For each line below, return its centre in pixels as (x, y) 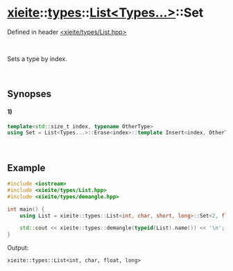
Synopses (29, 94)
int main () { (26, 209)
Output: (18, 248)
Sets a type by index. (37, 59)
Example (26, 168)
